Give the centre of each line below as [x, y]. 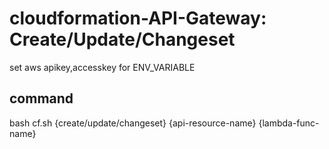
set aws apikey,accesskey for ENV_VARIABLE [102, 67]
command [41, 98]
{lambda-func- [289, 123]
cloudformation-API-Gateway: [138, 18]
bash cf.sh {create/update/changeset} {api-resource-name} [133, 123]
